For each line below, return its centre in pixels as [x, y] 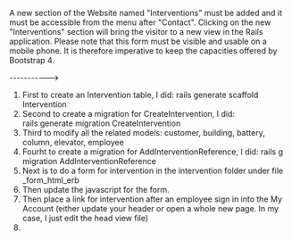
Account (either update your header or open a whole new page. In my [150, 208]
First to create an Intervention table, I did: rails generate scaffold [140, 95]
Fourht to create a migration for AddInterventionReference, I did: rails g [153, 152]
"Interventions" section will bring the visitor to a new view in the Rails [136, 32]
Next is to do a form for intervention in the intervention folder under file [153, 170]
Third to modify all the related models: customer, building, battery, [143, 132]
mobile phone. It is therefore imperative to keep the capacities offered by [143, 51]
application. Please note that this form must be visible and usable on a [138, 41]
